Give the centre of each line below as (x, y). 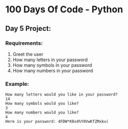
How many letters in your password (50, 60)
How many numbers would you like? (42, 113)
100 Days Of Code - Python (64, 10)
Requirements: (24, 43)
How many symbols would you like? (42, 104)
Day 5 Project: (28, 29)
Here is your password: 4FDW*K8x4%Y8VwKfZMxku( (57, 122)
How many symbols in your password (52, 65)
